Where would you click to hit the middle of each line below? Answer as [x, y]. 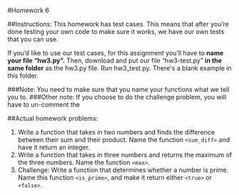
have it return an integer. [54, 147]
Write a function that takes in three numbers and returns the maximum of [125, 155]
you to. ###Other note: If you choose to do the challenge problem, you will [117, 97]
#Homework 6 [29, 10]
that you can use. [33, 39]
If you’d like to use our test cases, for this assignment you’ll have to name [115, 53]
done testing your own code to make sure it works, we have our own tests [116, 32]
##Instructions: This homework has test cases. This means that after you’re [118, 24]
